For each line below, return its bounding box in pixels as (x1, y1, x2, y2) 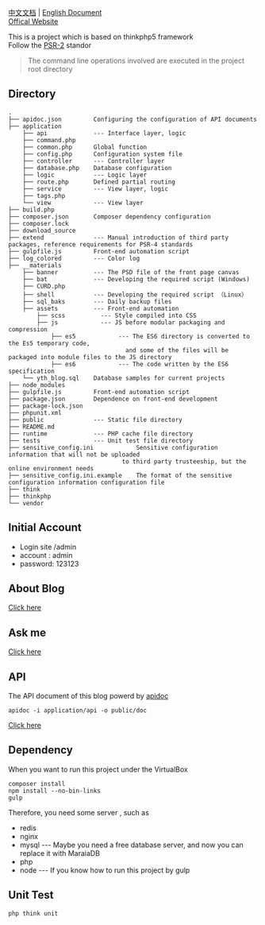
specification (8, 367, 56, 375)
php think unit (8, 909, 59, 917)
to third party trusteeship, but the (121, 457, 247, 466)
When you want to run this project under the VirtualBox (8, 764, 188, 774)
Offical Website (8, 17, 59, 26)
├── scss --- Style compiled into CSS (36, 312, 197, 319)
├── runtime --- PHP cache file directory (8, 429, 194, 438)
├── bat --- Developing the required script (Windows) (22, 275, 250, 283)
